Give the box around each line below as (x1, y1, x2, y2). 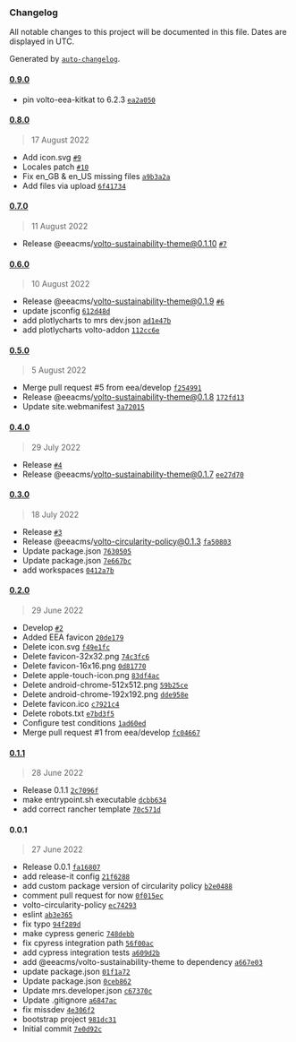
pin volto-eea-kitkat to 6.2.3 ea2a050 (21, 94, 156, 105)
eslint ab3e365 (21, 909, 73, 920)
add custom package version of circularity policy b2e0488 (21, 881, 233, 891)
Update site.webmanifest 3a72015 (21, 401, 145, 412)
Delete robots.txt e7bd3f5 (21, 708, 114, 719)
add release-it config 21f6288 (21, 871, 131, 882)
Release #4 (21, 459, 63, 469)
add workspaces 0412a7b (21, 564, 114, 575)
